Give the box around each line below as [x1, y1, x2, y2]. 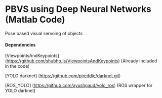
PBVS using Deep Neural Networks [5, 3, 152, 15]
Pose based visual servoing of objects [5, 30, 83, 36]
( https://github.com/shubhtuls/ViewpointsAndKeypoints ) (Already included [5, 58, 157, 64]
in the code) [5, 63, 30, 69]
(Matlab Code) [5, 14, 65, 25]
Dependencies [5, 42, 36, 48]
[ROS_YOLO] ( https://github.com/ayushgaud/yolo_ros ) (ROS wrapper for [5, 83, 153, 89]
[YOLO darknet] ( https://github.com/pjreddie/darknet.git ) [5, 73, 121, 79]
